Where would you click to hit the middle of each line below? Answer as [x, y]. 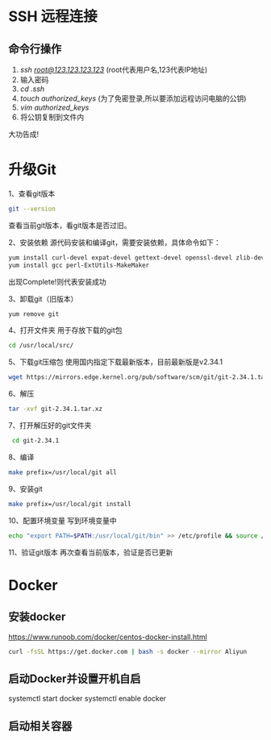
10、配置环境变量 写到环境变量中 [63, 520]
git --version [32, 209]
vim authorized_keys [54, 107]
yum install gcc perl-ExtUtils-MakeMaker [79, 265]
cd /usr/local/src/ [41, 346]
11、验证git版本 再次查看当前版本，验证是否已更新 [91, 552]
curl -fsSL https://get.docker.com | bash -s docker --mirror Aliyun [128, 651]
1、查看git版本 [32, 193]
